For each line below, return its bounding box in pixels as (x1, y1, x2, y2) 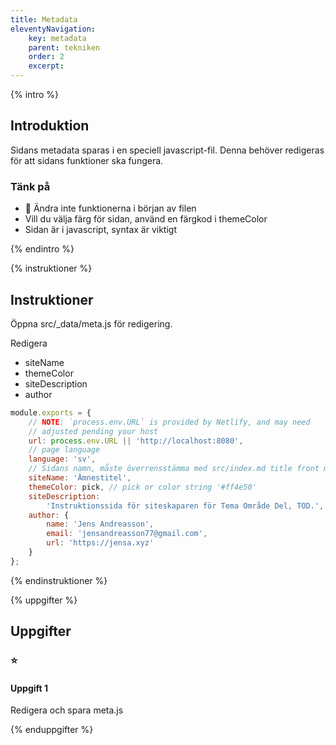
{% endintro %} (10, 243, 75, 255)
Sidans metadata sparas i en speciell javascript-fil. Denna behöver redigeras (10, 144, 325, 156)
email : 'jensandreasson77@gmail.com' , (46, 529, 208, 539)
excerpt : (28, 61, 65, 71)
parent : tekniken (28, 42, 101, 53)
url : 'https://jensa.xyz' (46, 538, 155, 548)
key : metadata (28, 33, 87, 43)
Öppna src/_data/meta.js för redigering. (10, 317, 173, 330)
